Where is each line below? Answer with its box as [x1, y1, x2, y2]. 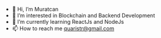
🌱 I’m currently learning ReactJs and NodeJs [12, 18, 125, 25]
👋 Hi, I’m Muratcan [12, 6, 59, 12]
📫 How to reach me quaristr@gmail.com [12, 25, 114, 32]
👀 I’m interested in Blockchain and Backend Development [12, 12, 156, 19]
